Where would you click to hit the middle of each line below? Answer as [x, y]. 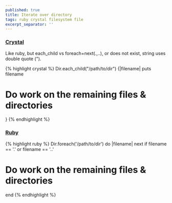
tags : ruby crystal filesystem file [44, 19]
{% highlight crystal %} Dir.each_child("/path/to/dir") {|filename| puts [78, 68]
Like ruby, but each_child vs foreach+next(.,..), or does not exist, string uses [85, 53]
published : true [23, 10]
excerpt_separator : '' [29, 24]
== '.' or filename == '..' [30, 149]
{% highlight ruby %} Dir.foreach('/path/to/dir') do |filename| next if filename [86, 144]
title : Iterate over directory [39, 15]
